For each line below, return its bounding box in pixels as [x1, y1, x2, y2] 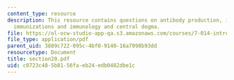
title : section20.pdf [7, 56, 70, 63]
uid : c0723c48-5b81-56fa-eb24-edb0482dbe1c [7, 62, 136, 69]
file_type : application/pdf [7, 36, 89, 43]
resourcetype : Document [7, 49, 77, 56]
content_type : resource [7, 10, 77, 17]
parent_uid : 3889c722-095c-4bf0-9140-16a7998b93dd [7, 42, 157, 49]
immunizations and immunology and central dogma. [13, 23, 160, 30]
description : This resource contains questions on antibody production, [7, 17, 223, 24]
